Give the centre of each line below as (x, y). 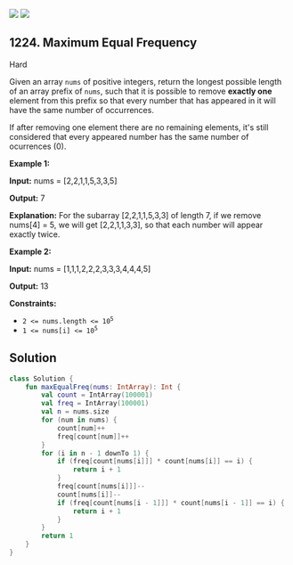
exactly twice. (35, 234)
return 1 (57, 536)
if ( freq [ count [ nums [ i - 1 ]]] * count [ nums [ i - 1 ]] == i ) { (171, 503)
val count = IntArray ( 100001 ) (97, 395)
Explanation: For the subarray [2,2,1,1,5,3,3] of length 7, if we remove (135, 215)
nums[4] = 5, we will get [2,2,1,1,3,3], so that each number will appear (136, 225)
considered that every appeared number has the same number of (129, 136)
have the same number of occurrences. (81, 110)
